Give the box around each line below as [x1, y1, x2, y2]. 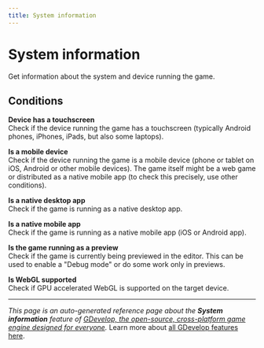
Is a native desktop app [8, 196, 86, 205]
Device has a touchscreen [8, 115, 95, 124]
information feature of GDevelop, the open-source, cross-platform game [8, 314, 246, 324]
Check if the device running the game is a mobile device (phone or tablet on [8, 155, 255, 165]
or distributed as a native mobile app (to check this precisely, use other [8, 172, 238, 182]
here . [8, 331, 25, 341]
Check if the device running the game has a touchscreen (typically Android [8, 124, 251, 133]
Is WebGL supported [8, 275, 77, 284]
